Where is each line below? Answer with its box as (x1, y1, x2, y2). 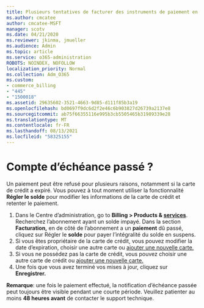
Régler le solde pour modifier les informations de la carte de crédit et (6, 193, 181, 200)
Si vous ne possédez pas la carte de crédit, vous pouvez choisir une (15, 250, 188, 257)
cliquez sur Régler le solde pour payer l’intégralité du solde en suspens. (15, 231, 196, 238)
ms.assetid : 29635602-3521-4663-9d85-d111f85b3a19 (6, 99, 138, 106)
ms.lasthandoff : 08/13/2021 (6, 128, 78, 134)
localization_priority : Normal (6, 65, 86, 72)
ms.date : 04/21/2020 (6, 32, 59, 38)
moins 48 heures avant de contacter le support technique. (6, 294, 155, 302)
